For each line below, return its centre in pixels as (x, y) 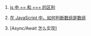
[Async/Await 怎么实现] (33, 28)
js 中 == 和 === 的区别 (32, 7)
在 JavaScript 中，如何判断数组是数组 (48, 18)
